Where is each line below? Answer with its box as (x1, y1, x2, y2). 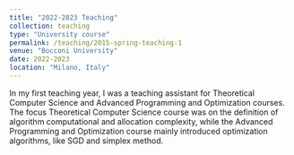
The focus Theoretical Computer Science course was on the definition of (9, 107, 279, 117)
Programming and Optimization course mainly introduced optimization (9, 125, 269, 136)
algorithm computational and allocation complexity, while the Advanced (9, 116, 273, 126)
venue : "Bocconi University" (9, 47, 118, 56)
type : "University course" (9, 30, 110, 39)
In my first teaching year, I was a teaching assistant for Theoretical (9, 87, 255, 99)
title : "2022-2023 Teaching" (9, 13, 118, 22)
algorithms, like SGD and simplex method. (9, 135, 164, 146)
